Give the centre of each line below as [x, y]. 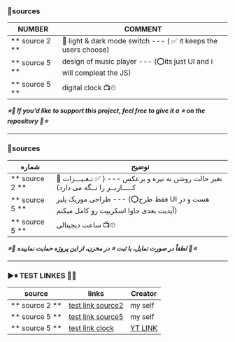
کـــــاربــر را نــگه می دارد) [96, 187]
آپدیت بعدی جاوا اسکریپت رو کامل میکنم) [117, 211]
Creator [144, 293]
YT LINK [144, 328]
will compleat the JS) [97, 73]
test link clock [91, 328]
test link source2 [96, 305]
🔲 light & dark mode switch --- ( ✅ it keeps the [140, 41]
